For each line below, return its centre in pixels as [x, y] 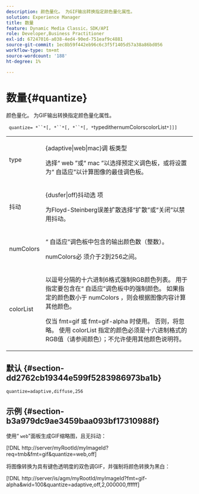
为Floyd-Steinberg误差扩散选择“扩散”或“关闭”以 [112, 210]
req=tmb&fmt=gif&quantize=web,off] [52, 454]
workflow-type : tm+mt [33, 51]
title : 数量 [20, 23]
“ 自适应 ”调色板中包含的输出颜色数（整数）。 [107, 242]
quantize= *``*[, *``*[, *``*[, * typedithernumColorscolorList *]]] [93, 127]
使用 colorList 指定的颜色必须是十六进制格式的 [123, 331]
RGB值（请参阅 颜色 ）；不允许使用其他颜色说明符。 [115, 339]
